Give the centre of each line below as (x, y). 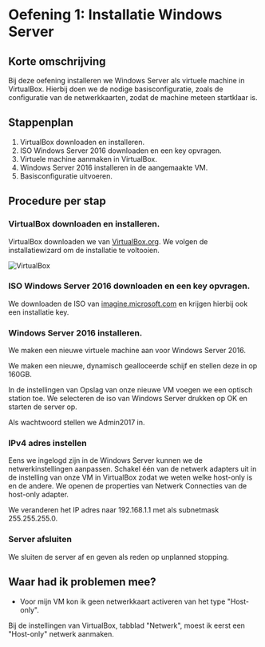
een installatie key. (39, 312)
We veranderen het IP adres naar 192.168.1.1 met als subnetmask (114, 510)
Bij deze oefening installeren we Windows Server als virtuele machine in (127, 80)
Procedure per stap (57, 201)
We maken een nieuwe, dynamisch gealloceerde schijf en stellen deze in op (133, 366)
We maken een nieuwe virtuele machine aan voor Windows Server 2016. (127, 351)
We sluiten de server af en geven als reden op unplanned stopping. (119, 557)
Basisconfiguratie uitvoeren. (66, 176)
